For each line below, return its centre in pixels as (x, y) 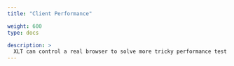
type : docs (23, 33)
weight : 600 (25, 26)
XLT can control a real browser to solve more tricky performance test (121, 52)
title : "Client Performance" (50, 14)
